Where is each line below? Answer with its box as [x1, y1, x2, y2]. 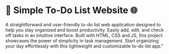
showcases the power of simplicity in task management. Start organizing [5, 37, 159, 43]
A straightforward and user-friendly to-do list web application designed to [5, 21, 161, 27]
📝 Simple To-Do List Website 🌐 [5, 5, 138, 16]
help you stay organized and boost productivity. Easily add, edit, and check [5, 27, 164, 33]
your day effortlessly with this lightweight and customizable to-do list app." [5, 43, 163, 49]
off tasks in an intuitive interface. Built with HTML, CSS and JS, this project [5, 32, 163, 38]
